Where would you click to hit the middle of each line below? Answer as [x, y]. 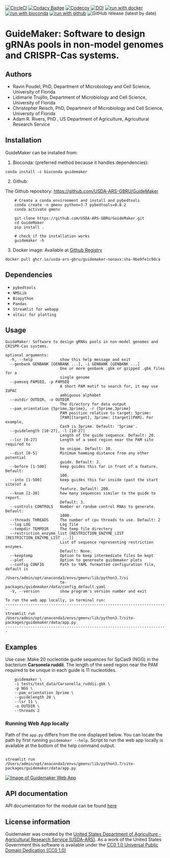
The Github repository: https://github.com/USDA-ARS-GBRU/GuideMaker [82, 191]
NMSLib [20, 293]
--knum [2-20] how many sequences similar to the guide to [83, 493]
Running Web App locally [37, 724]
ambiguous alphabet [80, 395]
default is [17, 569]
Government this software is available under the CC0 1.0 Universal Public [82, 845]
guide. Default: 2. [80, 462]
